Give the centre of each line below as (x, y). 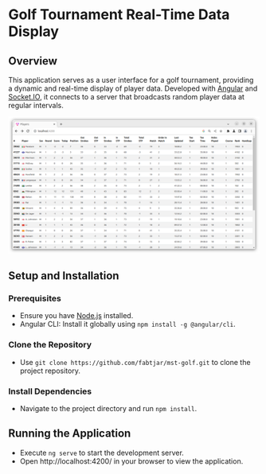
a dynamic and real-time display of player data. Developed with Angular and (133, 88)
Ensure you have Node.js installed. (76, 316)
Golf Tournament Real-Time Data (119, 15)
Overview (33, 61)
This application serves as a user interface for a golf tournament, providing (131, 80)
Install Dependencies (50, 391)
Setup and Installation (64, 276)
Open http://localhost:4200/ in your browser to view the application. (131, 461)
